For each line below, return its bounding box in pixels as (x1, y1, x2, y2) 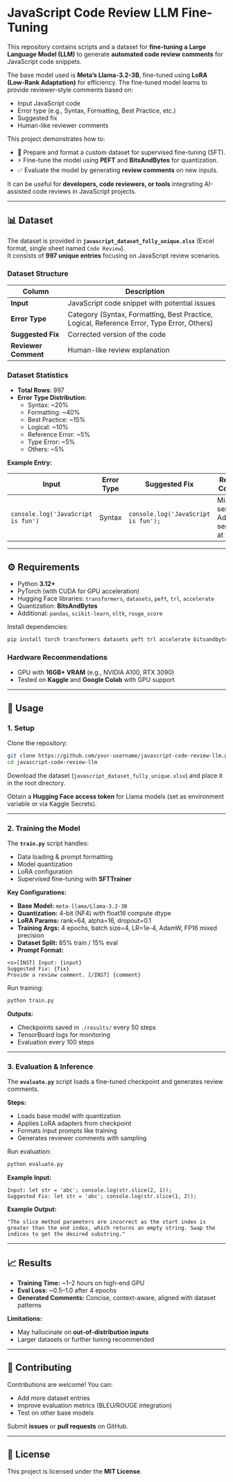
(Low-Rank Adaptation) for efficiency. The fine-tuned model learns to (7, 78, 208, 86)
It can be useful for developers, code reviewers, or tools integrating (7, 179, 203, 188)
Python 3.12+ (17, 580, 55, 588)
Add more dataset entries (17, 1394, 90, 1402)
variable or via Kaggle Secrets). (7, 799, 97, 808)
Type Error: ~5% (27, 438, 76, 446)
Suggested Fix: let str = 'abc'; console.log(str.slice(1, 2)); (7, 1193, 197, 1200)
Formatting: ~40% (27, 408, 80, 417)
